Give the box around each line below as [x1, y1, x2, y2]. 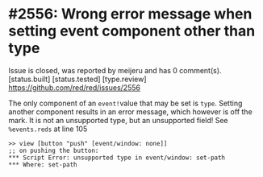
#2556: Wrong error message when [8, 5, 253, 23]
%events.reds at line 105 [8, 124, 88, 134]
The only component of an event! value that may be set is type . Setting [8, 98, 243, 108]
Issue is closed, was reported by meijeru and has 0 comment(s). [8, 65, 222, 75]
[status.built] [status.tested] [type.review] [8, 74, 147, 84]
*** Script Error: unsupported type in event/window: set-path [8, 154, 226, 162]
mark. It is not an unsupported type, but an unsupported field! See [8, 115, 228, 125]
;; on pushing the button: [8, 146, 99, 154]
